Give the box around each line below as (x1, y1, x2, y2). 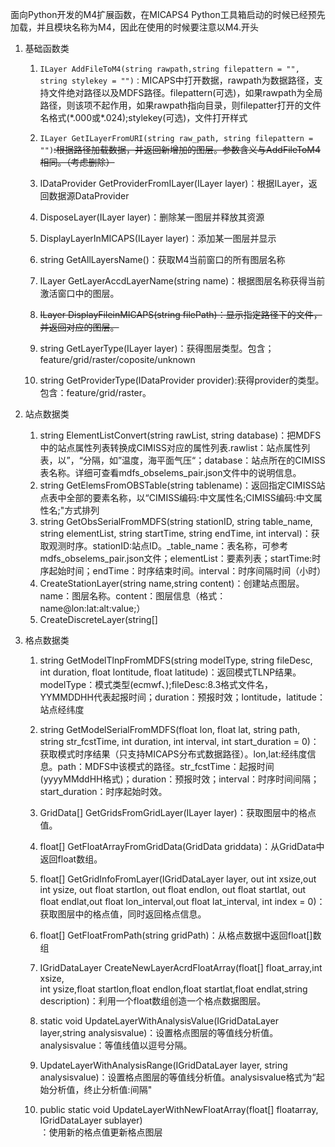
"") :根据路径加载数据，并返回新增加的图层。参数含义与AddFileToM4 (39, 144, 322, 155)
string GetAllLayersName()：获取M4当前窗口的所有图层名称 (39, 254, 286, 265)
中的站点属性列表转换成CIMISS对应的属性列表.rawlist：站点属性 (39, 442, 302, 453)
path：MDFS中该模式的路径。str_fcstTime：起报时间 (57, 761, 275, 772)
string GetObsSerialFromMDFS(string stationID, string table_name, (39, 516, 313, 527)
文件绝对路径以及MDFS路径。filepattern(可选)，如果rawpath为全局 (48, 87, 323, 98)
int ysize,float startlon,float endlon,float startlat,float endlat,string (39, 983, 308, 995)
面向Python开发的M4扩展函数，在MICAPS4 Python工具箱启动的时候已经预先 (10, 9, 326, 20)
